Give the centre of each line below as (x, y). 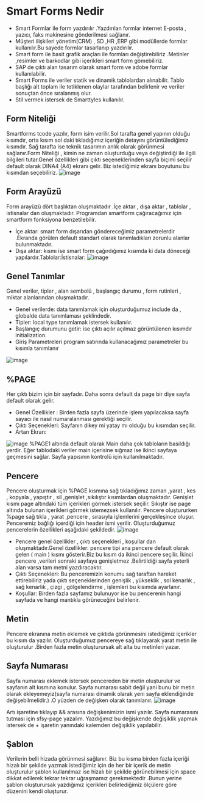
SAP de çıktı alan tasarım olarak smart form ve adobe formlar (92, 67)
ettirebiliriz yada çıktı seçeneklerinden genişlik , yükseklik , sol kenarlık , (105, 580)
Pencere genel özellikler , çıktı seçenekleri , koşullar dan (86, 541)
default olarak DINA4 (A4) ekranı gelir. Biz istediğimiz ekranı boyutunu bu (98, 166)
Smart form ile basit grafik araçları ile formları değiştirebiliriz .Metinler (102, 54)
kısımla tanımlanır (37, 348)
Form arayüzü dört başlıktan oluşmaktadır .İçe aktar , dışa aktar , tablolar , (99, 207)
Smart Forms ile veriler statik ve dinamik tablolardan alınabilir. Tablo (100, 80)
